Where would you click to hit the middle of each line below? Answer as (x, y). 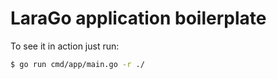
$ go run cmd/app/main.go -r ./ (77, 64)
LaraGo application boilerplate (138, 18)
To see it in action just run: (65, 46)
